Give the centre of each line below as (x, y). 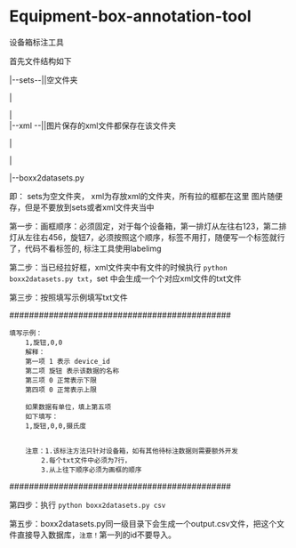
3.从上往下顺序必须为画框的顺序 (92, 470)
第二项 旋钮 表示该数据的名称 (72, 371)
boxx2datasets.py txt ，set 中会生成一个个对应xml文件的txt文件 (125, 278)
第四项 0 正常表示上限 (61, 390)
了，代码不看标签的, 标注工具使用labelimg (85, 248)
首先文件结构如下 (40, 60)
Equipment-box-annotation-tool (130, 16)
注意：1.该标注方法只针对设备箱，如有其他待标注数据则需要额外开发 (132, 451)
